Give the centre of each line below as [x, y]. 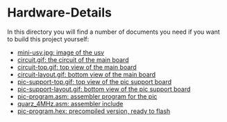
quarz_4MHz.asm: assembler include [70, 103]
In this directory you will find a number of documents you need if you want [113, 32]
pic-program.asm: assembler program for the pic [87, 96]
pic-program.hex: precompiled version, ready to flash [94, 111]
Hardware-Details [60, 13]
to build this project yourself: [48, 39]
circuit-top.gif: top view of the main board [77, 67]
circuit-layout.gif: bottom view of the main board [86, 74]
